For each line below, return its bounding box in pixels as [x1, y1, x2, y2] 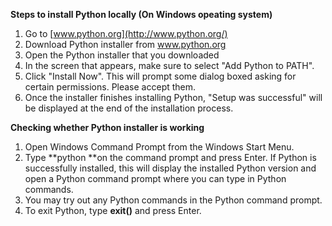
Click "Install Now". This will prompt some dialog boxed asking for [24, 70, 297, 82]
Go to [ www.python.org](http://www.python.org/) [24, 28, 228, 39]
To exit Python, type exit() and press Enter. [24, 205, 202, 216]
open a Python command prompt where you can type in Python [24, 173, 287, 184]
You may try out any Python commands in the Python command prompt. [24, 194, 323, 206]
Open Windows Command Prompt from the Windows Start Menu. [24, 141, 295, 153]
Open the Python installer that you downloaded [24, 49, 220, 61]
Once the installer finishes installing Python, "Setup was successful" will [24, 92, 323, 103]
